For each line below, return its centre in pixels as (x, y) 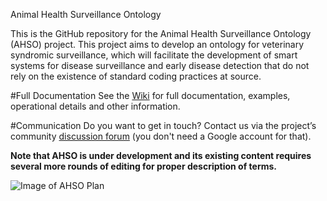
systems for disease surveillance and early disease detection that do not (160, 65)
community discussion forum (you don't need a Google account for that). (161, 136)
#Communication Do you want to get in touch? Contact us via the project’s (163, 125)
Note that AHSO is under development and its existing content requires (161, 155)
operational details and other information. (95, 106)
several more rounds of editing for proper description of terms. (144, 166)
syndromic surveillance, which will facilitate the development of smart (154, 55)
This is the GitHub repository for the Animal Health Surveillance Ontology (161, 33)
